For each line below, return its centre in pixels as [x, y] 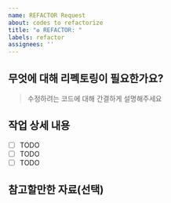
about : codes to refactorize [56, 23]
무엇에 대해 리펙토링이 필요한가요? [86, 78]
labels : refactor [36, 37]
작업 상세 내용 [39, 126]
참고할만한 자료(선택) [56, 190]
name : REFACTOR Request [47, 15]
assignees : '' [31, 45]
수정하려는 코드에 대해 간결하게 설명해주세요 [95, 98]
